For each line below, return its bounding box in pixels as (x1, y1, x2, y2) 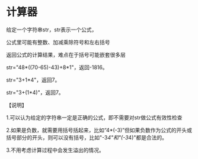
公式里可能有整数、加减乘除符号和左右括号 (6, 38, 110, 46)
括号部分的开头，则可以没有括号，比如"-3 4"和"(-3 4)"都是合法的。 (6, 134, 168, 141)
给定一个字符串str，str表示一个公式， (6, 26, 97, 33)
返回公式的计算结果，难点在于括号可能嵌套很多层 (6, 51, 126, 58)
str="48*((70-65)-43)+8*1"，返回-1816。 (6, 63, 108, 71)
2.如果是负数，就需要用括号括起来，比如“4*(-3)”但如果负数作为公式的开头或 (6, 126, 193, 134)
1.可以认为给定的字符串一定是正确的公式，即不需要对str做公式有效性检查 (6, 113, 183, 121)
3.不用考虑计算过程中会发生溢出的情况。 (6, 146, 105, 154)
